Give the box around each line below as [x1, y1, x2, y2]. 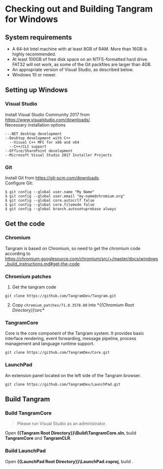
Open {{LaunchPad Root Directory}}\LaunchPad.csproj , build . [5, 458, 134, 464]
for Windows [5, 14, 58, 25]
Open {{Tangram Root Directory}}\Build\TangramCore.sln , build [5, 430, 137, 436]
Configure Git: [5, 180, 33, 186]
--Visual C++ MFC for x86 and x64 [9, 140, 79, 144]
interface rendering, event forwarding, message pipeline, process [5, 336, 137, 342]
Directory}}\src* [12, 307, 45, 313]
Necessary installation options [5, 122, 66, 127]
